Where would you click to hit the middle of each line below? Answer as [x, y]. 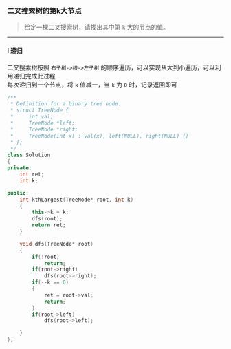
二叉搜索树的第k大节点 [45, 10]
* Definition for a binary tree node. [66, 104]
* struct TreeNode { [40, 110]
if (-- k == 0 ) [51, 283]
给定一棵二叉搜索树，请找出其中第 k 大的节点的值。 [97, 27]
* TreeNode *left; [43, 123]
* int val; [32, 117]
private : [20, 168]
